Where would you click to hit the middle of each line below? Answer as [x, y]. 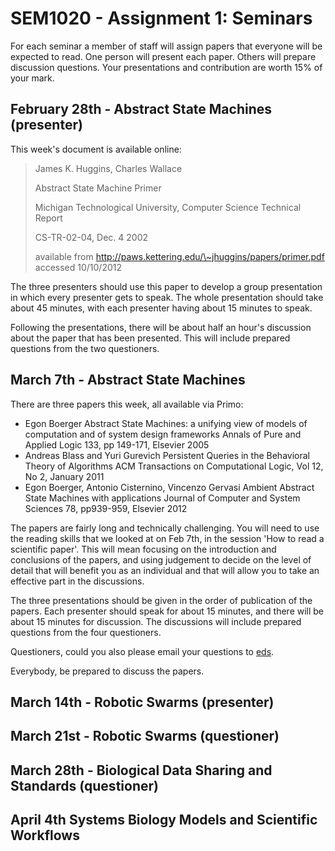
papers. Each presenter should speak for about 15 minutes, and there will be [167, 611]
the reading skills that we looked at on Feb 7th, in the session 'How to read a [167, 538]
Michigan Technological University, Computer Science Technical [168, 207]
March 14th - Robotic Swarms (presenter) [142, 702]
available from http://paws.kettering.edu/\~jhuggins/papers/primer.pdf [179, 256]
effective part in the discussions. [77, 581]
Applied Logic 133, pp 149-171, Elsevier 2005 [117, 444]
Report [48, 218]
